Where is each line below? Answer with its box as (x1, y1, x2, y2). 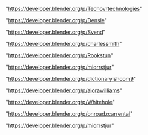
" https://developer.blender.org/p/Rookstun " (5, 52, 114, 59)
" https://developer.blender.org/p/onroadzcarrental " (5, 110, 133, 117)
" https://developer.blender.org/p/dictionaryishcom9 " (5, 75, 137, 82)
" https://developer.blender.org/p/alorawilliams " (5, 87, 123, 94)
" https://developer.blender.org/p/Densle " (5, 17, 108, 24)
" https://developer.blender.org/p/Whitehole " (5, 99, 116, 105)
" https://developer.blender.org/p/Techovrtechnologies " (5, 5, 143, 12)
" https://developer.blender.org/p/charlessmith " (5, 40, 122, 47)
